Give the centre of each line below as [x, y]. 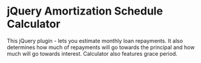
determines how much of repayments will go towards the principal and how [101, 47]
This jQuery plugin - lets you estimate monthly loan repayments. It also [95, 41]
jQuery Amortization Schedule [85, 11]
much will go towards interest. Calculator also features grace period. [92, 53]
